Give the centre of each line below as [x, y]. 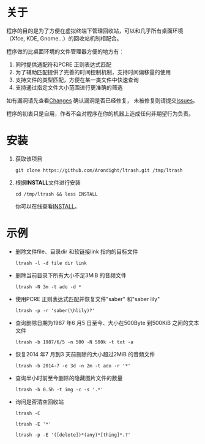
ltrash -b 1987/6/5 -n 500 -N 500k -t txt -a [74, 342]
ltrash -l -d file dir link [51, 263]
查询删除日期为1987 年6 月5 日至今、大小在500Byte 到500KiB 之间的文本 [107, 323]
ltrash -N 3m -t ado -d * [48, 287]
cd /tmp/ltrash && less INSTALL [56, 194]
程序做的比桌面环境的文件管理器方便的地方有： [65, 51]
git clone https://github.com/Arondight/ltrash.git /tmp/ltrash [99, 170]
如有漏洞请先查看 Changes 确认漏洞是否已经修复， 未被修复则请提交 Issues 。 [102, 100]
